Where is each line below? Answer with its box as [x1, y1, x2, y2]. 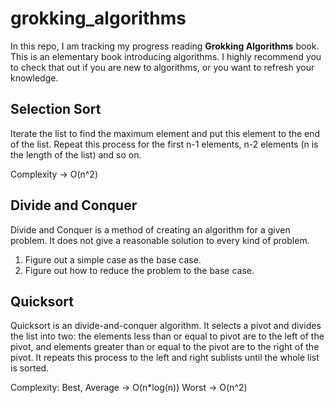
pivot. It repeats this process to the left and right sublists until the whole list [10, 352, 320, 364]
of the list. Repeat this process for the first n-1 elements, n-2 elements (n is [10, 138, 319, 150]
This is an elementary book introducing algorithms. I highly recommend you [10, 50, 322, 62]
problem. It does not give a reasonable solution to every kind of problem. [10, 234, 310, 246]
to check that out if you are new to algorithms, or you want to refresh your [10, 61, 315, 73]
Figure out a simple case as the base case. [24, 253, 202, 266]
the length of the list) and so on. [10, 148, 142, 161]
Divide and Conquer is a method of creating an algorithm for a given [10, 223, 291, 236]
